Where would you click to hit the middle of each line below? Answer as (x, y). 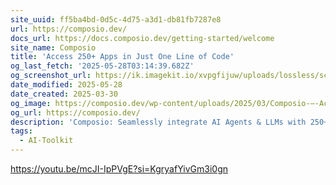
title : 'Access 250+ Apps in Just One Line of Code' (122, 57)
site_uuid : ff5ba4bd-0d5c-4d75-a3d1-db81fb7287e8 (116, 19)
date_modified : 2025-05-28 (66, 85)
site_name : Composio (53, 47)
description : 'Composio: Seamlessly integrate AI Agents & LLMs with (158, 122)
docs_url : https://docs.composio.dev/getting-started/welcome (142, 38)
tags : (21, 131)
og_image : (31, 103)
